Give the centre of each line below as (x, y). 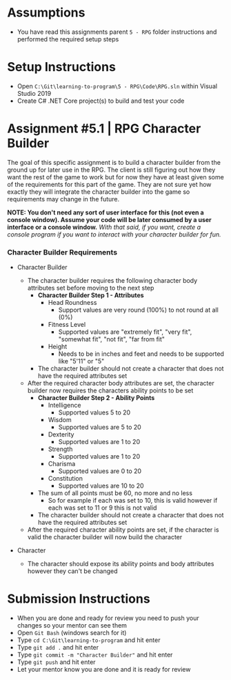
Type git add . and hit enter (58, 648)
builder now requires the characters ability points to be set (110, 390)
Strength (60, 449)
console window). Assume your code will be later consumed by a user (109, 219)
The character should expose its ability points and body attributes (121, 564)
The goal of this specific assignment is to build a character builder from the (114, 162)
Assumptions (46, 13)
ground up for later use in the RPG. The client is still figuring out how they (111, 170)
